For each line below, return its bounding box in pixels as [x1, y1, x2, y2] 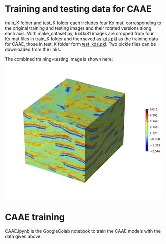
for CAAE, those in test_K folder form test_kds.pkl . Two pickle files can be [5, 41, 156, 47]
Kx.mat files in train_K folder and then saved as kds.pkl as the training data [5, 36, 158, 42]
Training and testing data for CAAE [5, 3, 152, 15]
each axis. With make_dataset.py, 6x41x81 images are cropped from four [5, 30, 154, 36]
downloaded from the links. [5, 46, 61, 52]
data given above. [5, 233, 42, 239]
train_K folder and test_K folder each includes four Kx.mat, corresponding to [5, 20, 162, 26]
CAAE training [5, 212, 65, 223]
